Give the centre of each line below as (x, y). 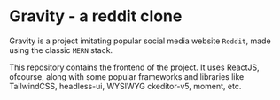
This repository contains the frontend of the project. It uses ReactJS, (134, 67)
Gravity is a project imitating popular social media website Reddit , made (140, 41)
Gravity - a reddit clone (96, 16)
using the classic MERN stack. (61, 50)
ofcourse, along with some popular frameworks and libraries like (127, 76)
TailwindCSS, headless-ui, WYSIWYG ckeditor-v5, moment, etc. (125, 86)
